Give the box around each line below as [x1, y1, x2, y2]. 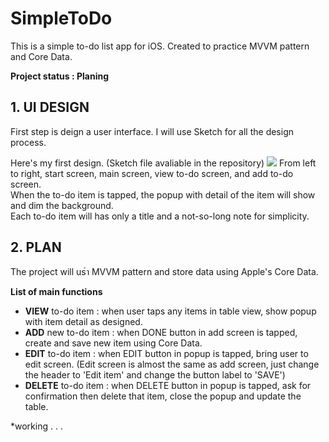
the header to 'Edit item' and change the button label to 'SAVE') [24, 368, 286, 381]
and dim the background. [10, 199, 114, 211]
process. [10, 136, 47, 148]
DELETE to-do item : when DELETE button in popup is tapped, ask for [24, 379, 312, 391]
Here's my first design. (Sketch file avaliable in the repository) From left [10, 157, 317, 169]
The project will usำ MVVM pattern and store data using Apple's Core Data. [10, 265, 319, 277]
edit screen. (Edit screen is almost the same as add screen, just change [24, 358, 320, 370]
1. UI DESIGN [10, 99, 90, 116]
